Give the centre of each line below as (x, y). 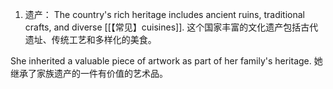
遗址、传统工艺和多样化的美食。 (90, 39)
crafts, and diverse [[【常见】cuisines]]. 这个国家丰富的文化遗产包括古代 (171, 27)
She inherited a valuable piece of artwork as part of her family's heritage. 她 (166, 61)
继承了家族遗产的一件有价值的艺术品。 (89, 73)
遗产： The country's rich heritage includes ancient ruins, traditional (164, 14)
